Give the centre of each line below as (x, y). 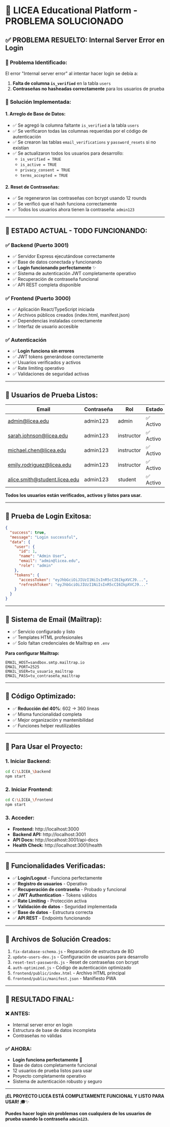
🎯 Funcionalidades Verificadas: (55, 866)
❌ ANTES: (18, 1014)
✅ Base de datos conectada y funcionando (57, 262)
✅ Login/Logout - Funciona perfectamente (57, 878)
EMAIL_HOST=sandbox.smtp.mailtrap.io (45, 662)
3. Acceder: (20, 818)
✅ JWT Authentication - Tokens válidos (55, 895)
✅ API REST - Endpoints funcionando (52, 918)
